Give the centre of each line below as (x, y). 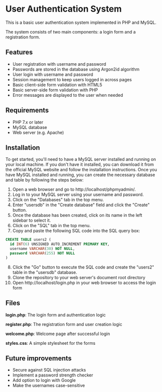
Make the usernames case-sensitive (49, 386)
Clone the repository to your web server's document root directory (79, 277)
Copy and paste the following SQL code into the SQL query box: (76, 231)
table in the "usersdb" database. (45, 272)
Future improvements (39, 358)
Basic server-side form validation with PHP (55, 90)
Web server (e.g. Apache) (38, 132)
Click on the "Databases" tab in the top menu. (58, 200)
